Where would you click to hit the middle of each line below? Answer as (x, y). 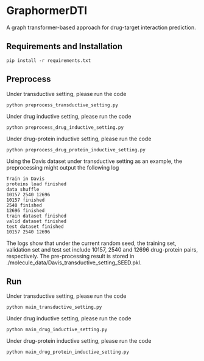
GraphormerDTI (47, 11)
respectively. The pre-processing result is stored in (70, 256)
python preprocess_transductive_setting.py (62, 105)
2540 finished (24, 205)
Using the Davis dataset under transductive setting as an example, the (94, 161)
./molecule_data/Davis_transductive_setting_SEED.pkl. (74, 263)
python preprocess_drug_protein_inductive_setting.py (76, 150)
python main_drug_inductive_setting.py (57, 330)
